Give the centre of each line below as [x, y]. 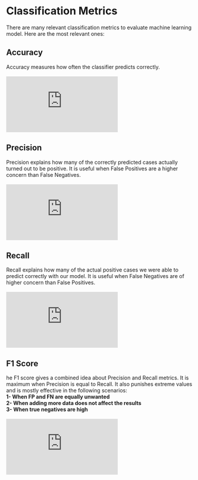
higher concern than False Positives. [51, 283]
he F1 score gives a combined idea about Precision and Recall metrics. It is [98, 378]
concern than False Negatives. [44, 174]
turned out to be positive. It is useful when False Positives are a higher [92, 169]
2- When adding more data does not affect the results [74, 403]
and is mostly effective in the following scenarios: [67, 391]
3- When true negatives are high [47, 410]
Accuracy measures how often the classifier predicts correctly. [83, 67]
